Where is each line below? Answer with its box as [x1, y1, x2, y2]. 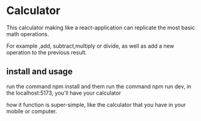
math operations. [6, 30, 49, 37]
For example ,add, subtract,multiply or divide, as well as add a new [6, 42, 174, 50]
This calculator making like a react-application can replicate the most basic [6, 24, 196, 31]
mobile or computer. [6, 108, 57, 115]
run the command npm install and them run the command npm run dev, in [6, 82, 191, 90]
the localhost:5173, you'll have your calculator [6, 89, 122, 97]
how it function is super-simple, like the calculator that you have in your [6, 101, 186, 108]
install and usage [6, 67, 73, 77]
